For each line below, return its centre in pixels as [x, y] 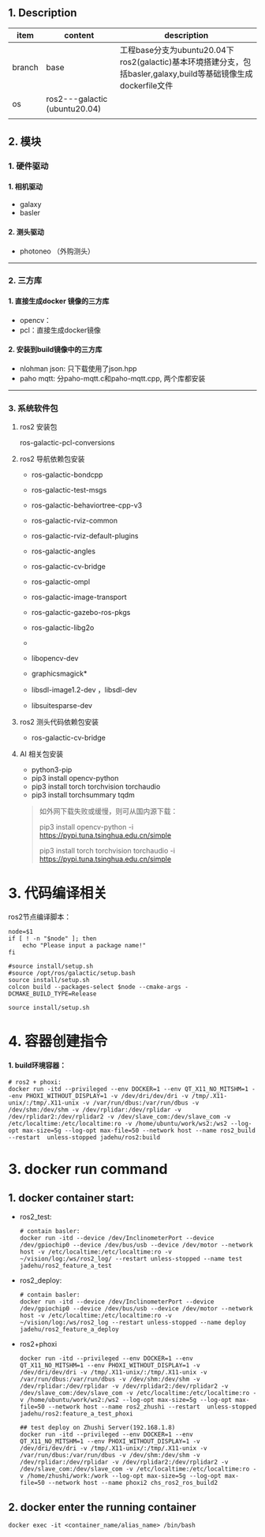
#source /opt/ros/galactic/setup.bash [72, 973]
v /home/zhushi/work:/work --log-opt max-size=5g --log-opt [120, 1476]
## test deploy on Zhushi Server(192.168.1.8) [97, 1428]
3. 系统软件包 [33, 408]
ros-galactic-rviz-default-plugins [85, 536]
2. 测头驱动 [26, 231]
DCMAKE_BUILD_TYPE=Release [52, 994]
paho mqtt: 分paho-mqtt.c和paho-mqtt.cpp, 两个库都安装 [112, 378]
